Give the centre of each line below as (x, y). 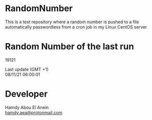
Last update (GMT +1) (27, 69)
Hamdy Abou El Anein (27, 107)
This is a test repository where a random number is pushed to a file (72, 22)
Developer (26, 94)
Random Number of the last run (70, 47)
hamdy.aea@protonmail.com (34, 112)
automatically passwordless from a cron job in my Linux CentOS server (76, 27)
